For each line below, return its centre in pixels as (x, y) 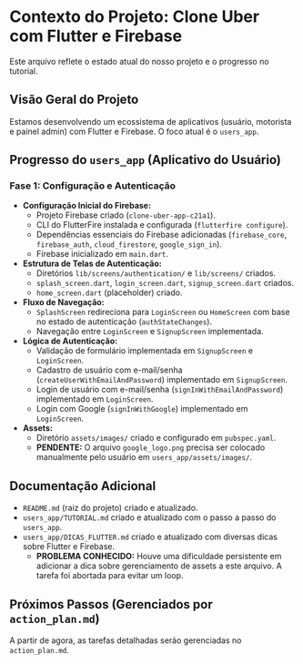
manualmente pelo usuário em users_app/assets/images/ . (144, 457)
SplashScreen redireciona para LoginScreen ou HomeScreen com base (163, 312)
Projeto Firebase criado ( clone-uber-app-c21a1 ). (126, 215)
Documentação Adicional (83, 486)
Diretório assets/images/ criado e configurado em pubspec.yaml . (156, 438)
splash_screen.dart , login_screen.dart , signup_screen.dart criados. (165, 283)
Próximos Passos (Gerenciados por (111, 604)
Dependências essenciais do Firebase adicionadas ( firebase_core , (162, 235)
